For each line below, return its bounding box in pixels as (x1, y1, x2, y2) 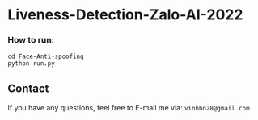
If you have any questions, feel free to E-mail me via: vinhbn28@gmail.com (7, 103, 250, 113)
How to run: (7, 35, 55, 46)
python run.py (7, 60, 56, 68)
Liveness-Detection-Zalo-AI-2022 (7, 6, 243, 24)
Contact (7, 81, 49, 95)
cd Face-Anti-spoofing (7, 52, 84, 61)
